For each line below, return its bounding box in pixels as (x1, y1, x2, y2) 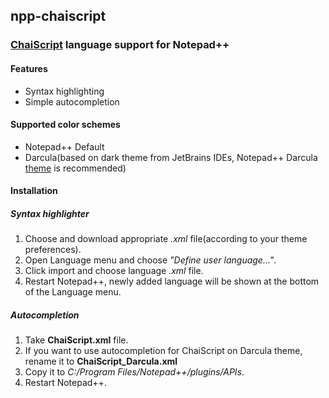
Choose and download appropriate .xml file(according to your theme (24, 233, 308, 245)
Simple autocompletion (24, 95, 120, 108)
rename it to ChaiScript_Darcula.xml (24, 355, 178, 368)
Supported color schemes (10, 119, 121, 131)
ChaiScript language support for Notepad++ (10, 38, 230, 52)
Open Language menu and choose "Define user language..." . (24, 254, 277, 266)
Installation (10, 185, 58, 197)
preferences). (24, 244, 82, 256)
